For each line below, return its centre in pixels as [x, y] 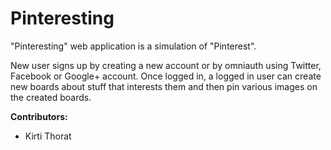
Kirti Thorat [48, 136]
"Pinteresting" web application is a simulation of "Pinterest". [133, 46]
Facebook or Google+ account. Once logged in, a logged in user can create [166, 76]
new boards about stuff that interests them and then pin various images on [164, 86]
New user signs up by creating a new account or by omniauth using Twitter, [166, 65]
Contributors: [39, 116]
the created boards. [51, 97]
